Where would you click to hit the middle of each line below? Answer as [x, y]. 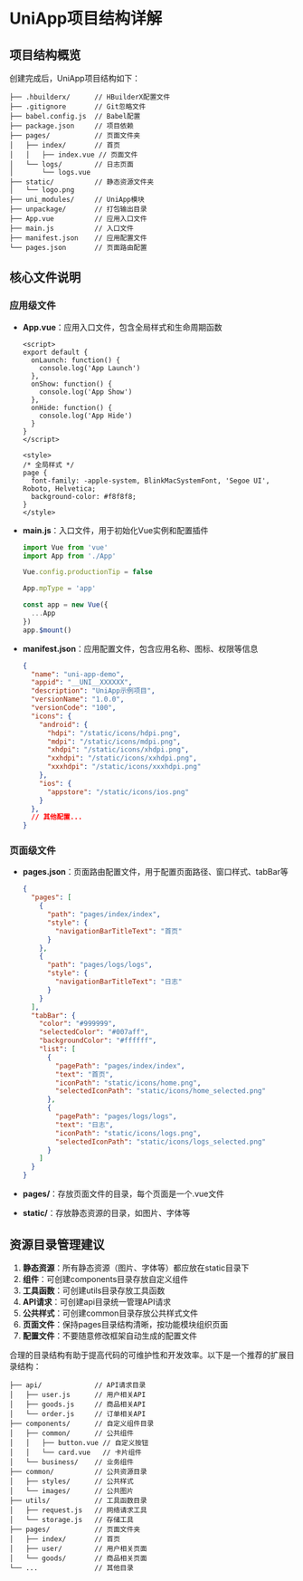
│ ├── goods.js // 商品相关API [78, 1404]
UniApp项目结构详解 [86, 19]
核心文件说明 [45, 278]
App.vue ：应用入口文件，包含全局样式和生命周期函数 [123, 327]
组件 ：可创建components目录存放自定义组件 [105, 1279]
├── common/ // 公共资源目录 [78, 1471]
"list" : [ [57, 1049]
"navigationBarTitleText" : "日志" [119, 982]
